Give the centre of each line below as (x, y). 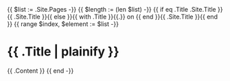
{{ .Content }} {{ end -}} (41, 71)
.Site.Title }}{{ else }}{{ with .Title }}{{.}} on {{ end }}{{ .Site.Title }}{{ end (116, 16)
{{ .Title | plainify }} (63, 52)
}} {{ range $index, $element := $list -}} (63, 24)
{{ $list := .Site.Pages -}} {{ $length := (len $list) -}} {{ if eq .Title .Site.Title (112, 9)
